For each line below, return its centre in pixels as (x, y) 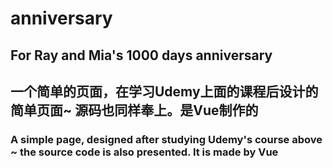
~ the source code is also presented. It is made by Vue (144, 152)
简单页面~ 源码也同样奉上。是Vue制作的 (134, 110)
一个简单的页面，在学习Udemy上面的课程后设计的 (164, 91)
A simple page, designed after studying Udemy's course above (166, 139)
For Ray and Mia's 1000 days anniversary (141, 55)
